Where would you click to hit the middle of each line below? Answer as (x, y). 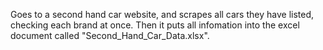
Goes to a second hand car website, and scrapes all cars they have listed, (162, 14)
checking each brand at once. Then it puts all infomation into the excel (155, 25)
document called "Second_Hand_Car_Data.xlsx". (110, 35)
